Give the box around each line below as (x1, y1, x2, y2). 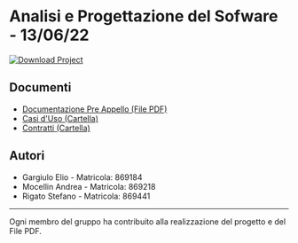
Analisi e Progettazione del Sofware (9, 6, 278, 27)
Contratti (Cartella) (21, 122, 90, 133)
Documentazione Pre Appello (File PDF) (21, 104, 168, 114)
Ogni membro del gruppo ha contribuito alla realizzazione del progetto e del (9, 216, 286, 227)
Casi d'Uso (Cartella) (21, 113, 99, 123)
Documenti (9, 80, 72, 95)
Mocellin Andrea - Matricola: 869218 (21, 181, 156, 192)
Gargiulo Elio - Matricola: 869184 (21, 171, 143, 183)
